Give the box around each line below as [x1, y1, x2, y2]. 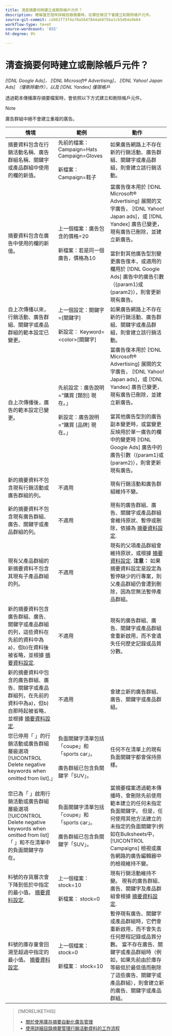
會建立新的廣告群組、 [110, 688, 162, 695]
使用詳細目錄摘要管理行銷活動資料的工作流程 [25, 1025, 120, 1031]
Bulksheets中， [120, 830, 158, 837]
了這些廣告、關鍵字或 [110, 971, 162, 979]
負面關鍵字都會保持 [110, 753, 157, 760]
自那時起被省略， [8, 707, 50, 714]
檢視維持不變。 [115, 860, 152, 867]
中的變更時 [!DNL [110, 436, 152, 443]
